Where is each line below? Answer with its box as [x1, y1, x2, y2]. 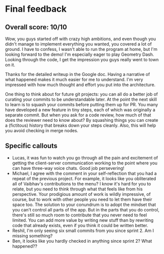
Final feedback [5, 3, 67, 15]
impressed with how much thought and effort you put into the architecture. [5, 82, 156, 88]
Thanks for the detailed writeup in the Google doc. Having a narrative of [5, 71, 150, 77]
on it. [5, 62, 16, 68]
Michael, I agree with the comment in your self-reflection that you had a [12, 170, 157, 176]
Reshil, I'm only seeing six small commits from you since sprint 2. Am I [12, 228, 154, 233]
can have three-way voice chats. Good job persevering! [12, 165, 125, 171]
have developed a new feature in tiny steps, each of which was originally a [5, 107, 156, 113]
